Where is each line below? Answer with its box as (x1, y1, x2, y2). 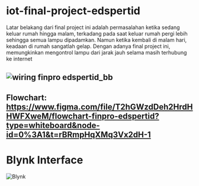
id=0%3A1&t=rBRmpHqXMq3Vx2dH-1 (6, 129, 151, 140)
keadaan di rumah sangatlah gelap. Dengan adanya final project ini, (6, 43, 171, 50)
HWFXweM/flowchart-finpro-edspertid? (6, 111, 159, 121)
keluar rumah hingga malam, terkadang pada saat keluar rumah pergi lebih (6, 30, 188, 37)
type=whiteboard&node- (6, 120, 100, 130)
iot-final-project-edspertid (6, 4, 140, 18)
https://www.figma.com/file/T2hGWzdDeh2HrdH (6, 102, 193, 112)
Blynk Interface (6, 153, 84, 166)
